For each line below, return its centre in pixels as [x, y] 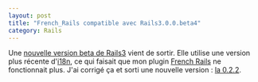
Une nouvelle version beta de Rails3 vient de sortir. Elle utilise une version [129, 53]
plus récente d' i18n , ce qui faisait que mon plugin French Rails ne [115, 61]
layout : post [30, 16]
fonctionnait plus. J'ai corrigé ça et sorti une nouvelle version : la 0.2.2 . [125, 70]
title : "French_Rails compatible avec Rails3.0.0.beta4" [105, 23]
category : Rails [35, 30]
